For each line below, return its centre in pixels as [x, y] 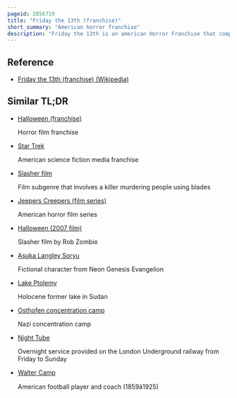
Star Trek [31, 146]
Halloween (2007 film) [50, 228]
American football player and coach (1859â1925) [88, 387]
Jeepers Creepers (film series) [62, 200]
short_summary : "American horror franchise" [74, 27]
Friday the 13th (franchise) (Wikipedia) [73, 79]
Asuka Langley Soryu [48, 255]
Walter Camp [37, 373]
